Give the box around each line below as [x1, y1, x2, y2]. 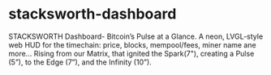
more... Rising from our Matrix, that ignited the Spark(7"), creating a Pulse [8, 48, 255, 58]
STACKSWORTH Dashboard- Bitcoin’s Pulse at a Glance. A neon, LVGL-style [8, 31, 264, 41]
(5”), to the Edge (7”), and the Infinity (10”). [8, 57, 152, 67]
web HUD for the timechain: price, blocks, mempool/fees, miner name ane [8, 40, 257, 49]
